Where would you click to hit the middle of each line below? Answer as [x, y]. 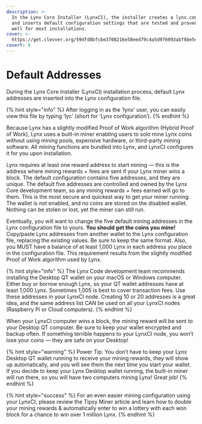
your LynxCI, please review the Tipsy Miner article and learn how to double [99, 401]
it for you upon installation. [39, 153]
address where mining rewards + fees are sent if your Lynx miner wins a [96, 171]
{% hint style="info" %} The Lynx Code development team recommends [96, 271]
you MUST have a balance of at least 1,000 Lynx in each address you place [99, 246]
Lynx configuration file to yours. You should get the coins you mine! [91, 227]
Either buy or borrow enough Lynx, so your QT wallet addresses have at [95, 283]
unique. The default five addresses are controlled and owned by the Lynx [97, 184]
